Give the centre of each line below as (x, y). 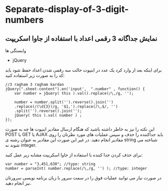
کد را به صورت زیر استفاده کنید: (35, 75)
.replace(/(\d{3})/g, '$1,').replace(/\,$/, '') (66, 107)
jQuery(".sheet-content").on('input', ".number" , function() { (75, 89)
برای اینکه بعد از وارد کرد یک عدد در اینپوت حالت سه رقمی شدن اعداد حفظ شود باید (83, 70)
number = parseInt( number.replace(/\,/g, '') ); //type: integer (76, 168)
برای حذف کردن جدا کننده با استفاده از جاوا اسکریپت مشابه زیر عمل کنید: (74, 155)
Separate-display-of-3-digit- (67, 9)
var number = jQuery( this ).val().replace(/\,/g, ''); (74, 93)
